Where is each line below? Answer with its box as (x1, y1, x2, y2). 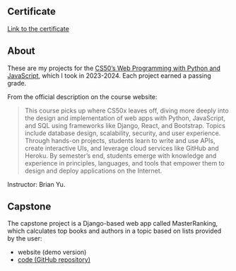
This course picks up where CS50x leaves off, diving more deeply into (24, 106, 229, 115)
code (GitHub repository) (17, 255, 90, 264)
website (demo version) (17, 248, 87, 257)
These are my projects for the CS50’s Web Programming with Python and (7, 64, 221, 72)
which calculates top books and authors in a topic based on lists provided (7, 226, 222, 236)
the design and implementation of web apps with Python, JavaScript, (24, 113, 226, 122)
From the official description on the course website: (7, 92, 158, 101)
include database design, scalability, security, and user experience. (24, 129, 221, 137)
